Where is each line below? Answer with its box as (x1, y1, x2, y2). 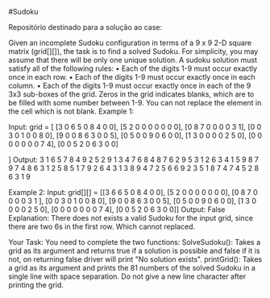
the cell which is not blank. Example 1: (8, 106, 135, 116)
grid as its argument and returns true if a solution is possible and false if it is (8, 246, 260, 255)
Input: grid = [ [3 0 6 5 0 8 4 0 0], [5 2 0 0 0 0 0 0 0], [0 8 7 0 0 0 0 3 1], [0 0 (8, 122, 262, 131)
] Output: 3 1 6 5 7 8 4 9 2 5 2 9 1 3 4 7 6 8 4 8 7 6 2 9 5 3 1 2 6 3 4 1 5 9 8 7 (8, 155, 260, 164)
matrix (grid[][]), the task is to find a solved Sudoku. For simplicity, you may (8, 47, 259, 56)
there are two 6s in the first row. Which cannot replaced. (8, 221, 196, 231)
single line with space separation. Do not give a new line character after (8, 271, 247, 281)
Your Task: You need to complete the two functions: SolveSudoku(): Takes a (8, 238, 261, 246)
